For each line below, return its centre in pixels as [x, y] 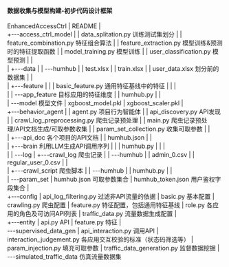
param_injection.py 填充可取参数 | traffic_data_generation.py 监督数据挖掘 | [113, 248]
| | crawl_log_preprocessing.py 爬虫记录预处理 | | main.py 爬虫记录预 [104, 120]
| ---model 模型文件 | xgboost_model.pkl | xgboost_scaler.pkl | [95, 103]
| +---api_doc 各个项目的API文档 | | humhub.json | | [80, 138]
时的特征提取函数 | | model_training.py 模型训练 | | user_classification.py [109, 52]
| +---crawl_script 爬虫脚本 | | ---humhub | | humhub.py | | [90, 171]
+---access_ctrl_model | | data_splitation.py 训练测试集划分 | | [95, 34]
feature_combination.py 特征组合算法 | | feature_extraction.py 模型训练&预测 [115, 43]
